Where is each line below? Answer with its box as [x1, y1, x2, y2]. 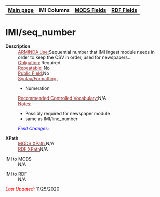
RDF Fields [111, 7, 138, 13]
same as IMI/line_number [25, 116, 78, 122]
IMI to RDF [5, 171, 27, 177]
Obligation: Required [18, 59, 61, 65]
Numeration [25, 85, 50, 91]
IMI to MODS [5, 156, 32, 162]
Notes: [18, 101, 32, 107]
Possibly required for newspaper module [25, 110, 110, 116]
